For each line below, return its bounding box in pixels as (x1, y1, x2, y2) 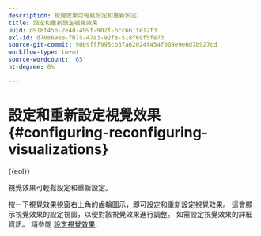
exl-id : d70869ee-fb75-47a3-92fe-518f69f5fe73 (8, 33, 165, 42)
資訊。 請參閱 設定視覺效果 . (8, 219, 97, 229)
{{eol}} (8, 167, 30, 176)
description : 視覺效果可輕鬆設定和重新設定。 (8, 11, 143, 20)
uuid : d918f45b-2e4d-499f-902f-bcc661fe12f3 (8, 26, 157, 34)
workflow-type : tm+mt (8, 48, 80, 56)
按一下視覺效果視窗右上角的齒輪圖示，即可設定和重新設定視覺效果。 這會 (8, 199, 246, 209)
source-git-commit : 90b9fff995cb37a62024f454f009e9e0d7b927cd (8, 41, 217, 49)
